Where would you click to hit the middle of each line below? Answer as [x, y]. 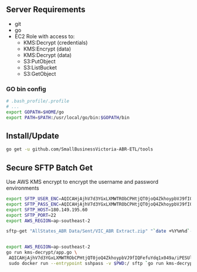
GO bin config [26, 89]
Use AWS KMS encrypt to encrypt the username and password [82, 182]
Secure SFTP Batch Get [49, 168]
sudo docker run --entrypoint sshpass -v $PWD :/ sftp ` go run [86, 263]
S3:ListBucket [40, 68]
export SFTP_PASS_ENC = [34, 204]
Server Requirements [46, 10]
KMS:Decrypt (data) [47, 55]
